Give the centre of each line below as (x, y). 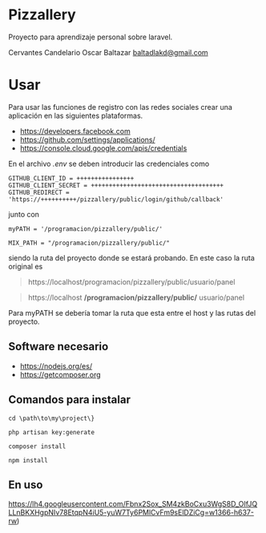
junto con (24, 214)
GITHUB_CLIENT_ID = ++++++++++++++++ (71, 178)
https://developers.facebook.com (75, 131)
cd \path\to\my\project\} (51, 418)
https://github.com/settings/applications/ (87, 139)
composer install (37, 446)
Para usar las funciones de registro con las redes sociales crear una (120, 107)
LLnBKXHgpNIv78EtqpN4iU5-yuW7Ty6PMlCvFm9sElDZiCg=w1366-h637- (131, 513)
